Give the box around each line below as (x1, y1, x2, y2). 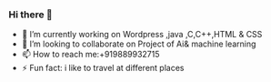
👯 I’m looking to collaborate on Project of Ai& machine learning (21, 38, 256, 49)
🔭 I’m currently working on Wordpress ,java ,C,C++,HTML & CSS (21, 29, 263, 40)
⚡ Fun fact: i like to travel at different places (21, 63, 185, 74)
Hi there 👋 (8, 8, 54, 21)
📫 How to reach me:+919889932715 (21, 49, 160, 60)
